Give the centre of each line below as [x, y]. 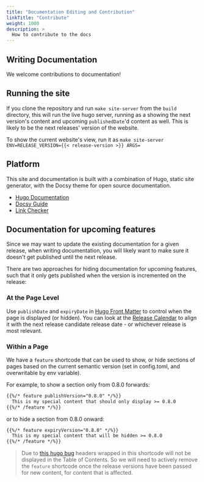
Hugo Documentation [42, 197]
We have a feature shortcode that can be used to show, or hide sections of [101, 360]
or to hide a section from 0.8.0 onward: [56, 419]
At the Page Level [33, 298]
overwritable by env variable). [44, 373]
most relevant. [24, 330]
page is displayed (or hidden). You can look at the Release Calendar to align [102, 317]
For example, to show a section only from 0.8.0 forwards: [78, 384]
